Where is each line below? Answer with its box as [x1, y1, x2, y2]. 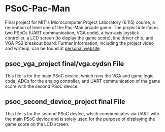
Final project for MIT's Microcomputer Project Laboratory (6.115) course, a [5, 19, 155, 25]
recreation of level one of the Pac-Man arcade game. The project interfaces [5, 24, 159, 30]
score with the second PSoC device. [5, 83, 79, 89]
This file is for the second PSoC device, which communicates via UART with [5, 110, 159, 116]
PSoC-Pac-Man [5, 3, 70, 14]
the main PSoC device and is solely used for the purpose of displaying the [5, 116, 155, 122]
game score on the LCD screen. [5, 121, 70, 127]
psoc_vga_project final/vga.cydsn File [5, 60, 124, 68]
